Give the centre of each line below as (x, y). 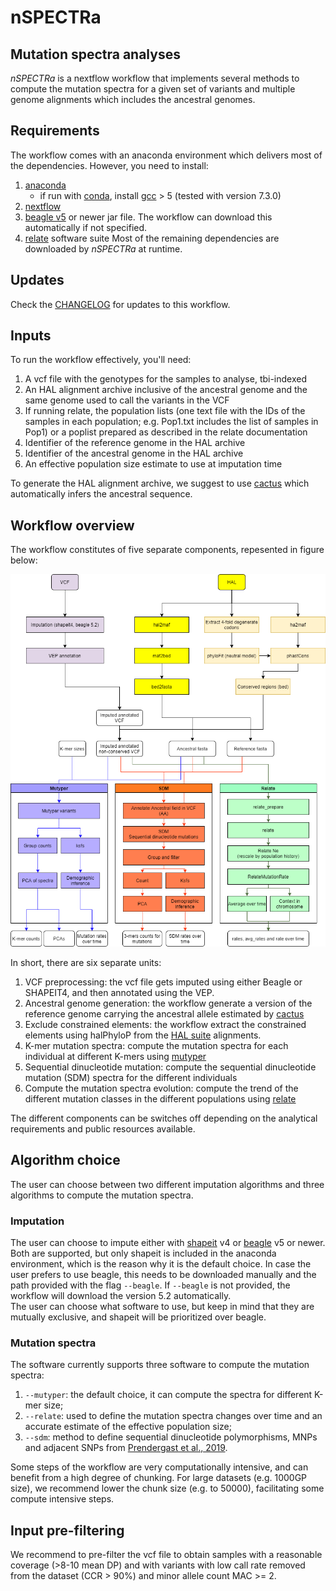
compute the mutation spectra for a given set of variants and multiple (153, 89)
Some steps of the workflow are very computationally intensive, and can (159, 1467)
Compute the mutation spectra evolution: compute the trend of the (161, 1088)
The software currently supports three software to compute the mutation (160, 1365)
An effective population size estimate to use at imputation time (153, 464)
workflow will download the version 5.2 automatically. (121, 1296)
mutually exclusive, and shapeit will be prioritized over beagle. (138, 1317)
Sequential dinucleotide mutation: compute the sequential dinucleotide (170, 1067)
